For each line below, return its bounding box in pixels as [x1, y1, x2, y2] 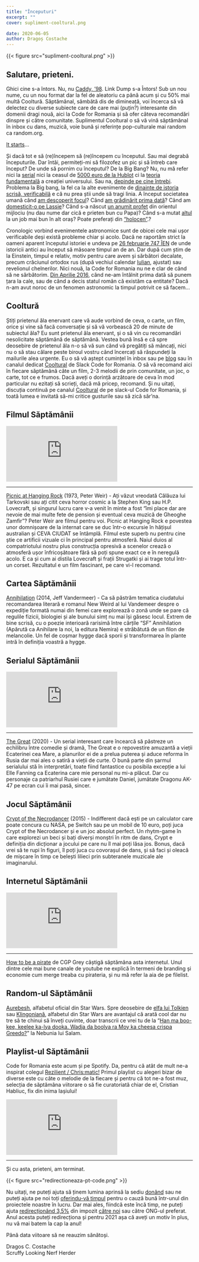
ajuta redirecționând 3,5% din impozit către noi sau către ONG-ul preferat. [6, 1207, 187, 1214]
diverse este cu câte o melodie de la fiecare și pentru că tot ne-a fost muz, [6, 1075, 188, 1082]
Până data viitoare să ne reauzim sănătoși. [6, 1232, 110, 1239]
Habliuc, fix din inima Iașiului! [6, 1087, 78, 1095]
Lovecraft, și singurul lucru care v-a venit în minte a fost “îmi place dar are [6, 504, 187, 511]
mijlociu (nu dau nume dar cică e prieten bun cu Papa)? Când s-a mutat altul [6, 209, 192, 216]
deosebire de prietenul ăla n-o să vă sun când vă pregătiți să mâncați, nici [6, 342, 187, 349]
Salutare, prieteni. [6, 69, 74, 80]
